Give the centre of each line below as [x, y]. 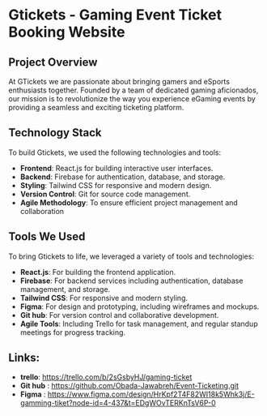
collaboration [42, 211]
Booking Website [67, 32]
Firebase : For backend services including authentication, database [131, 281]
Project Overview [53, 62]
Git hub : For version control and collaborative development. [119, 315]
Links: [24, 358]
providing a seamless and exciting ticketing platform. [96, 107]
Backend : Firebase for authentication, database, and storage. [123, 177]
